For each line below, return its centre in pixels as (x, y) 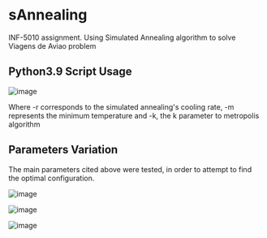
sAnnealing (48, 15)
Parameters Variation (63, 150)
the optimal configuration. (52, 178)
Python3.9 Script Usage (70, 72)
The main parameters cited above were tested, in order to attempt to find (130, 169)
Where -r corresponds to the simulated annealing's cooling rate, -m (121, 106)
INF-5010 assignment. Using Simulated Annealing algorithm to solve (122, 37)
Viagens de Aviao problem (52, 45)
